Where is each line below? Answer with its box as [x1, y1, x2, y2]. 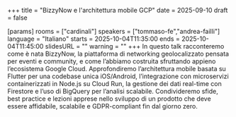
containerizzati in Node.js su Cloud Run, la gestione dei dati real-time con [7, 80, 222, 87]
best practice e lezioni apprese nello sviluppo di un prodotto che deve [7, 94, 211, 103]
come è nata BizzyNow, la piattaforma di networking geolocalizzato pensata [7, 49, 229, 58]
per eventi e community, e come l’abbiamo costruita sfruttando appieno [7, 57, 216, 66]
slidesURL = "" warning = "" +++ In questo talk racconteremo [45, 42, 225, 50]
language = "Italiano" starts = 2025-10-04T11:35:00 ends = [7, 35, 181, 43]
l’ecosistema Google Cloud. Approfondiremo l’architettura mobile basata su [7, 65, 227, 73]
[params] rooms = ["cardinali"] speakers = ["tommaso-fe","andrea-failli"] [7, 27, 220, 35]
